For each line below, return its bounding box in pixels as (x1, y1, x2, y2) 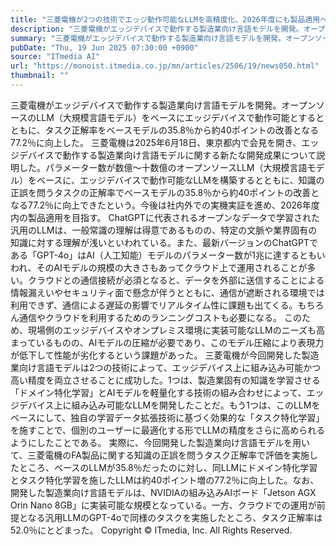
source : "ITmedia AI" (10, 52, 101, 62)
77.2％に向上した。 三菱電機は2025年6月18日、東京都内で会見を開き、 (10, 136, 302, 148)
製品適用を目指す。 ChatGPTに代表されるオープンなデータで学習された (27, 211, 321, 223)
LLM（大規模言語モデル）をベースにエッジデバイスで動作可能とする (36, 111, 317, 123)
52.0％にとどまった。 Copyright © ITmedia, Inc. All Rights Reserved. (10, 524, 293, 536)
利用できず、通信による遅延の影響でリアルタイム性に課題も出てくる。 (10, 299, 298, 311)
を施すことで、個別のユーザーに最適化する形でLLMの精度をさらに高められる (10, 424, 326, 436)
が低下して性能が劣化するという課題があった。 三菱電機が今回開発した (10, 349, 302, 361)
